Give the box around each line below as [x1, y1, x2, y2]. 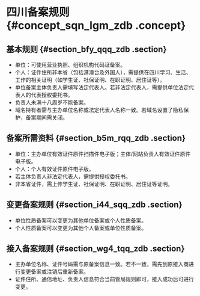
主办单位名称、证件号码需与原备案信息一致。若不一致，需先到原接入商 [14, 261, 189, 268]
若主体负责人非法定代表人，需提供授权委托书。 [14, 173, 131, 180]
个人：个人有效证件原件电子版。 [14, 165, 94, 172]
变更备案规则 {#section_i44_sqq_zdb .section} [6, 200, 183, 210]
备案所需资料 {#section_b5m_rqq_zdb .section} [6, 133, 186, 143]
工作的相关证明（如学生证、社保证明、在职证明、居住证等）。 [14, 76, 165, 83]
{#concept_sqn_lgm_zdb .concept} [6, 19, 186, 32]
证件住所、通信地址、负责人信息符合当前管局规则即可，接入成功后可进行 [14, 276, 194, 283]
